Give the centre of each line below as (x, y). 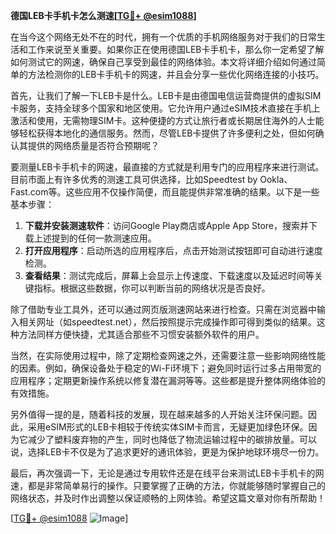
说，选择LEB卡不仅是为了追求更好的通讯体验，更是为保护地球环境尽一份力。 (167, 452)
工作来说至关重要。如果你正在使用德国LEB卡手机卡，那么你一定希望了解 (176, 49)
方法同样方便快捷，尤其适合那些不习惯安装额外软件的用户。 (141, 334)
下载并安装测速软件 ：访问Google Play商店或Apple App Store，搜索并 (167, 225)
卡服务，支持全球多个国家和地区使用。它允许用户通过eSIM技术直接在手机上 (165, 108)
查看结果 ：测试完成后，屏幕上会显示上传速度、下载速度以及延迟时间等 (169, 275)
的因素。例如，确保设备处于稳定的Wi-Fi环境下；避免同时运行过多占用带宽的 (166, 368)
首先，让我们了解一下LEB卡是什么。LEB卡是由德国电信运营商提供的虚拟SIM (166, 95)
